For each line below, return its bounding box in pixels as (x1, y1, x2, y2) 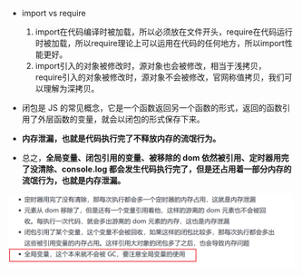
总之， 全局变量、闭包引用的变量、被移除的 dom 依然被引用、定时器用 (21, 152, 282, 162)
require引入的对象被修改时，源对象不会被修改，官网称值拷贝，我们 (34, 72, 285, 83)
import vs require (21, 8, 87, 18)
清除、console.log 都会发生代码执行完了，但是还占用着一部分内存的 (37, 163, 292, 174)
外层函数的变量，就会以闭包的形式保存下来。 (37, 113, 205, 124)
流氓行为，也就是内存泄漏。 (21, 175, 126, 185)
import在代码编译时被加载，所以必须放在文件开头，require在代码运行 (34, 26, 293, 37)
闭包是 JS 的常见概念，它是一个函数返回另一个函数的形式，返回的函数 (21, 103, 283, 113)
